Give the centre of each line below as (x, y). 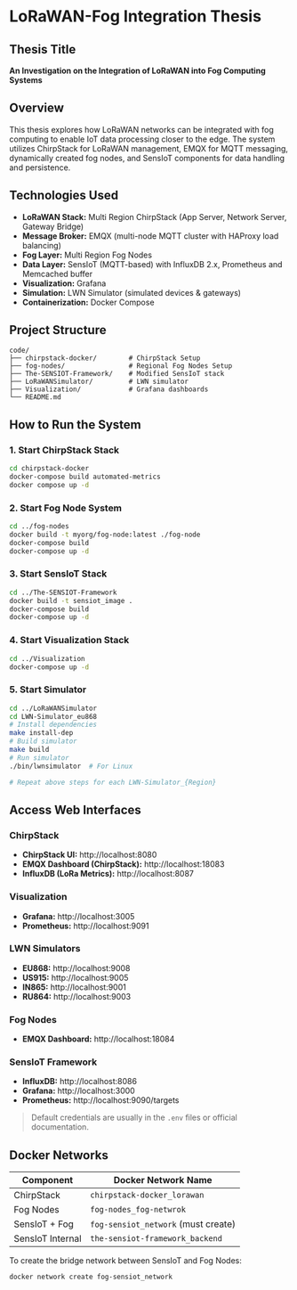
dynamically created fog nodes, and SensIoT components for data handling (147, 158)
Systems (26, 80)
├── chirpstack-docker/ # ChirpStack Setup (105, 358)
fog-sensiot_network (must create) (163, 1224)
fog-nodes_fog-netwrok (138, 1210)
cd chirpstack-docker (49, 469)
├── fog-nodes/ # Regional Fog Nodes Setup (121, 366)
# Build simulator (43, 741)
